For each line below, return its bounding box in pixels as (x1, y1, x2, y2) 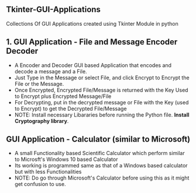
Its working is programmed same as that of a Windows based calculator (14, 162, 188, 169)
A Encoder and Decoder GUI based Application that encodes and (14, 61, 171, 69)
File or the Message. (14, 80, 64, 87)
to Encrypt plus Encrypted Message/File (14, 93, 112, 100)
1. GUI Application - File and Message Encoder (6, 37, 178, 47)
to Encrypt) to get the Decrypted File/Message (14, 105, 127, 112)
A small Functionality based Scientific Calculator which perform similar (14, 150, 185, 157)
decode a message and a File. (14, 68, 87, 75)
